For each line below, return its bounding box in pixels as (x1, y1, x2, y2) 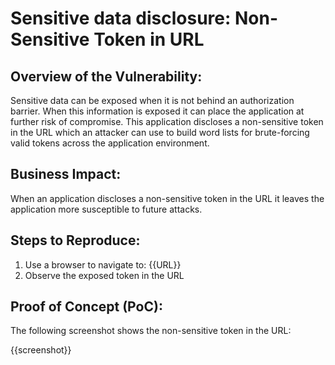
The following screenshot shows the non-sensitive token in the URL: (10, 325, 292, 337)
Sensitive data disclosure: (10, 7, 232, 30)
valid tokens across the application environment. (10, 137, 210, 149)
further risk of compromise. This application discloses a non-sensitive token (10, 116, 324, 127)
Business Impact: (10, 166, 122, 183)
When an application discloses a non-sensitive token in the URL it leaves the (10, 192, 325, 204)
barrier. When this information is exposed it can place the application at (10, 105, 305, 117)
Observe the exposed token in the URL (24, 269, 185, 281)
